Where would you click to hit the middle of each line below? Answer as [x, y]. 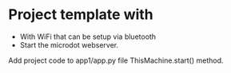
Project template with [81, 15]
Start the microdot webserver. [69, 44]
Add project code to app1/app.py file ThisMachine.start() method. [116, 60]
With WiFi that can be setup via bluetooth [88, 36]
